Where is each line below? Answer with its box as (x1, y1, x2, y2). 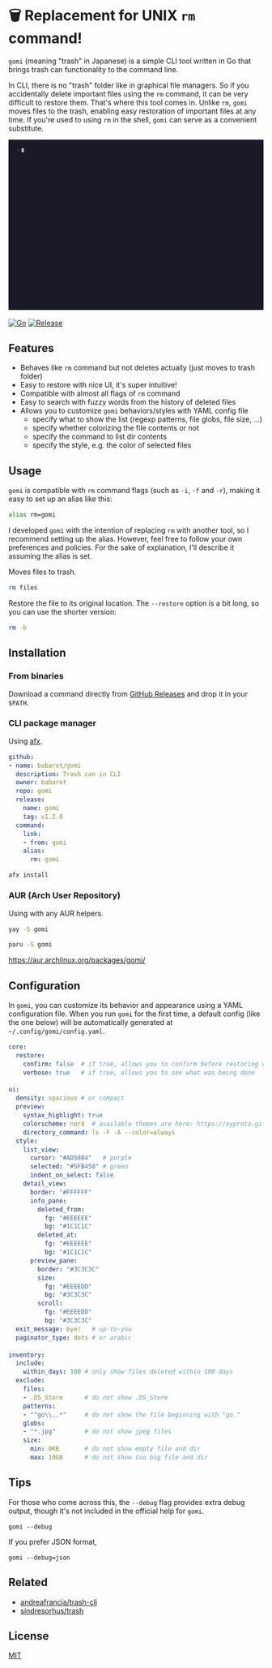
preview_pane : (29, 1256, 79, 1265)
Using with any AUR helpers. (8, 908, 104, 918)
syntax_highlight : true (23, 1112, 104, 1120)
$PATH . (8, 697, 29, 707)
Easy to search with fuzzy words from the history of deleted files (19, 397, 236, 407)
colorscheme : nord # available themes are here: (23, 1120, 194, 1128)
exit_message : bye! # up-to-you (15, 1325, 132, 1333)
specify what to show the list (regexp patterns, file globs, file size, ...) (32, 414, 263, 424)
